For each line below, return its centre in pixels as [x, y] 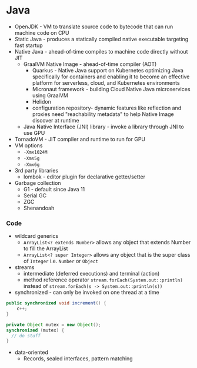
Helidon [41, 101]
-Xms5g [31, 158]
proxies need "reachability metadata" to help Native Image [103, 114]
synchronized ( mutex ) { [35, 330]
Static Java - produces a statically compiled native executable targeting [101, 39]
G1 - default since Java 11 [54, 189]
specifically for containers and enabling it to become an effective [111, 77]
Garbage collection [38, 183]
